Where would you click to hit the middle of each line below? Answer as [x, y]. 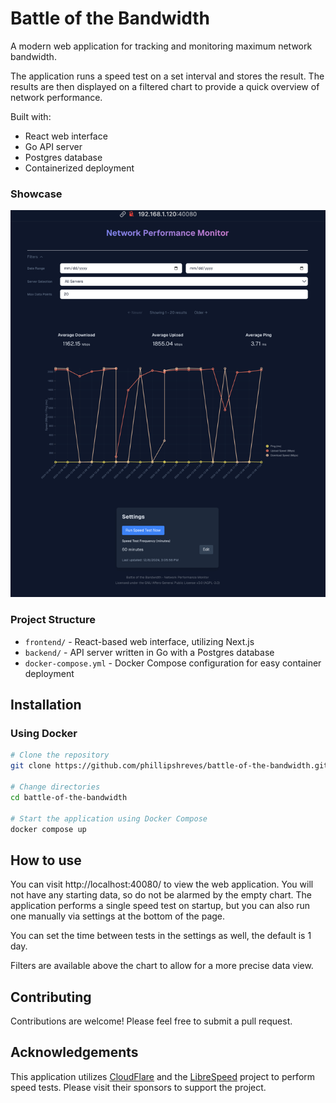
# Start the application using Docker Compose [109, 818]
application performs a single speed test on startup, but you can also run [160, 906]
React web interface [66, 136]
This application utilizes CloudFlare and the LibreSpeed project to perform [163, 1076]
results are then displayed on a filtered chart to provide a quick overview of [165, 86]
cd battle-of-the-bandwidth [69, 797]
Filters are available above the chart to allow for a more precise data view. [162, 966]
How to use [46, 860]
